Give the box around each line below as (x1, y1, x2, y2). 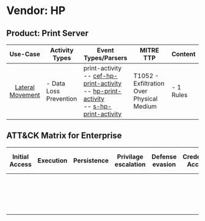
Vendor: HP (6, 4, 66, 18)
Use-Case (9, 50, 41, 58)
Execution (37, 156, 68, 165)
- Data (46, 79, 65, 87)
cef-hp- (93, 71, 118, 80)
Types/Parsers (83, 54, 128, 62)
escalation (115, 160, 146, 168)
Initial (12, 152, 29, 161)
